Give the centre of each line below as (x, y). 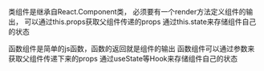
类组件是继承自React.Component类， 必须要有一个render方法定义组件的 (127, 12)
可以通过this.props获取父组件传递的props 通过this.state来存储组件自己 (140, 22)
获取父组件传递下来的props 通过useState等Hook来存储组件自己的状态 (123, 59)
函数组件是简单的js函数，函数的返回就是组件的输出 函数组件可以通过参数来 (132, 49)
